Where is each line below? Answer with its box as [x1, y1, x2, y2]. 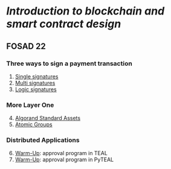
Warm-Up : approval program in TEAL [15, 150, 108, 157]
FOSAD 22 [6, 41, 47, 51]
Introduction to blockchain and [6, 4, 165, 18]
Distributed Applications [6, 136, 80, 144]
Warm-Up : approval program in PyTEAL [15, 156, 114, 164]
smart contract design [6, 17, 121, 31]
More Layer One [6, 101, 54, 109]
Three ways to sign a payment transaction [6, 59, 133, 68]
